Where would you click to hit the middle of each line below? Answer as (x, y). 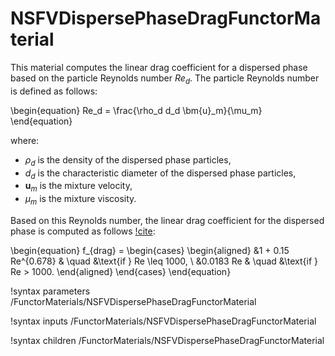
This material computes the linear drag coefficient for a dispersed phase (159, 67)
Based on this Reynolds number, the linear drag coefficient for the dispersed (167, 220)
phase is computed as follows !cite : (83, 231)
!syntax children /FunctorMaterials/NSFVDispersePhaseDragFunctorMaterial (167, 340)
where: (25, 140)
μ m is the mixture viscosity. (80, 200)
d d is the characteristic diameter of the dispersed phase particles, (160, 174)
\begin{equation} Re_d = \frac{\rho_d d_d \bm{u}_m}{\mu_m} (136, 110)
